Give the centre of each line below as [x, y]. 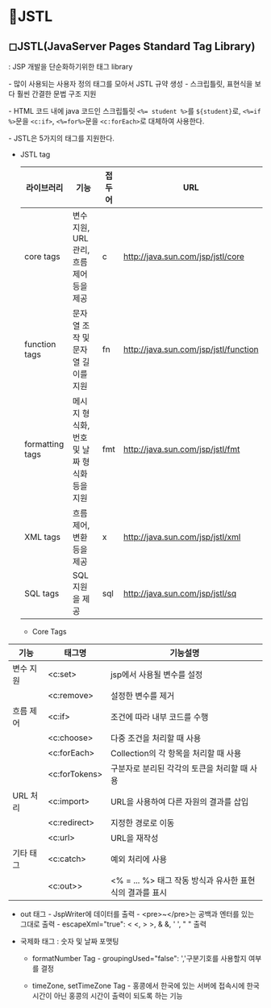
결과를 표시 [148, 893]
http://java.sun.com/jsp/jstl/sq [180, 594]
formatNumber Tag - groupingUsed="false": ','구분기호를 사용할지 [140, 958]
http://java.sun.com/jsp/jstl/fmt [182, 449]
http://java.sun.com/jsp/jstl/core [184, 256]
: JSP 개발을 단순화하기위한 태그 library [71, 67]
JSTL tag [35, 154]
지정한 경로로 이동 [142, 823]
